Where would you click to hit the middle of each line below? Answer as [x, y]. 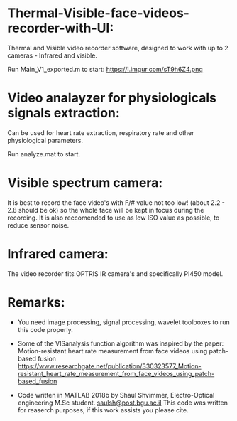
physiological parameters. [45, 140]
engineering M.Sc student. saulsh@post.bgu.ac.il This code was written [123, 403]
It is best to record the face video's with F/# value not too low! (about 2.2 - [116, 202]
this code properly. [45, 329]
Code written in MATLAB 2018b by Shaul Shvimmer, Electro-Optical [116, 395]
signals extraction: [64, 113]
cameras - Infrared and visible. [53, 55]
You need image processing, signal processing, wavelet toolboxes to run [123, 322]
